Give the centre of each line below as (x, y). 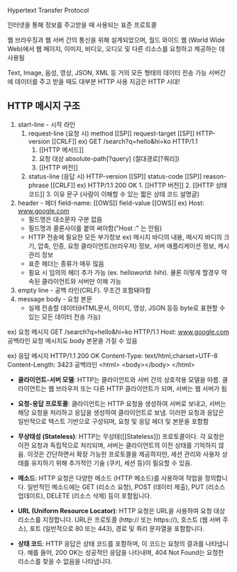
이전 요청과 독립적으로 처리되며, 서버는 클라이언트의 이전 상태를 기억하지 (117, 445)
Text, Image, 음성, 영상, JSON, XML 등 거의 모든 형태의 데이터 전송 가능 (107, 73)
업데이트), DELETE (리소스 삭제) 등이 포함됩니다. (85, 495)
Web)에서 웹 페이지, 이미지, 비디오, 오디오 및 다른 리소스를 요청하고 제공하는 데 (116, 49)
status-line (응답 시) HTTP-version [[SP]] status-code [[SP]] (115, 176)
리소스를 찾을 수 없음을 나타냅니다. (65, 561)
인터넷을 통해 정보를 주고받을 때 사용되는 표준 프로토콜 (82, 25)
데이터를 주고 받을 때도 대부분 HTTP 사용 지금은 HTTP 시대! (97, 82)
